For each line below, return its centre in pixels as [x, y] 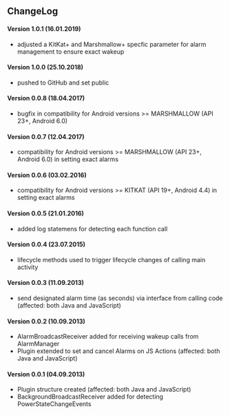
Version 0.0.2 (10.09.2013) [46, 321]
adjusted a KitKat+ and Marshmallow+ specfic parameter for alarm [112, 44]
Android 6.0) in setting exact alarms [68, 159]
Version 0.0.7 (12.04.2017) [46, 136]
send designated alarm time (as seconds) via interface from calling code [120, 298]
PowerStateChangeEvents [54, 404]
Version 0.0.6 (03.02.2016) [47, 175]
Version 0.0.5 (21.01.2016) [46, 213]
